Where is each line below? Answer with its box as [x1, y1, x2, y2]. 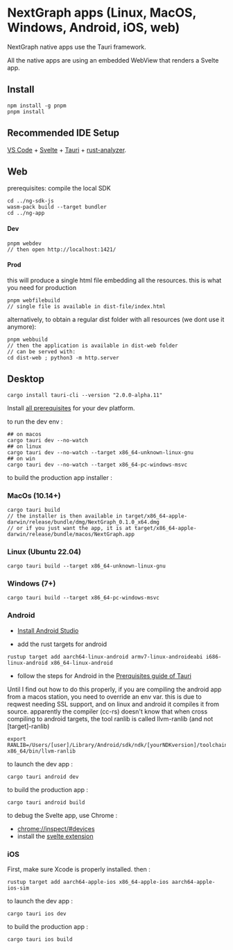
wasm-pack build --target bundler [7, 204, 107, 211]
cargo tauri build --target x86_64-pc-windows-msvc [7, 595, 159, 602]
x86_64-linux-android [51, 659, 113, 666]
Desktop [7, 373, 45, 385]
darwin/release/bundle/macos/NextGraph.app [7, 531, 135, 538]
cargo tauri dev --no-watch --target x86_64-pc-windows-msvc [7, 461, 188, 468]
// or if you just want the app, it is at [7, 524, 132, 531]
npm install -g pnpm [7, 102, 67, 109]
